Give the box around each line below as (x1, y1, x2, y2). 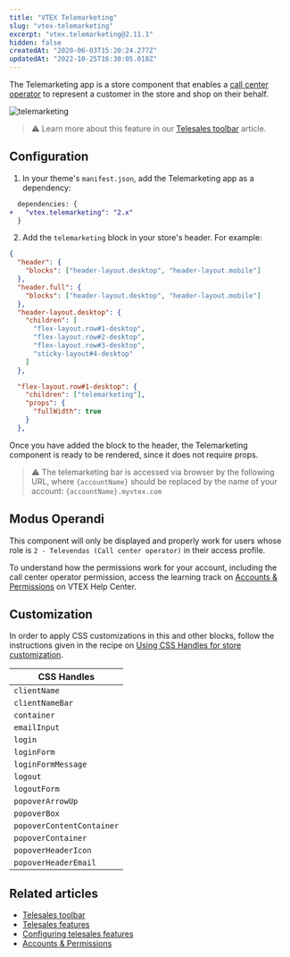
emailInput (13, 723, 60, 733)
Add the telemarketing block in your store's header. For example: (21, 232, 262, 243)
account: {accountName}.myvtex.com (30, 485, 162, 496)
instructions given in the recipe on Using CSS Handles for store (9, 640, 242, 651)
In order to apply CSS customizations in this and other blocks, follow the (9, 631, 275, 642)
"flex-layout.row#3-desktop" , (32, 341, 145, 350)
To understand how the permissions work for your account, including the (9, 562, 278, 573)
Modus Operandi (9, 511, 104, 527)
